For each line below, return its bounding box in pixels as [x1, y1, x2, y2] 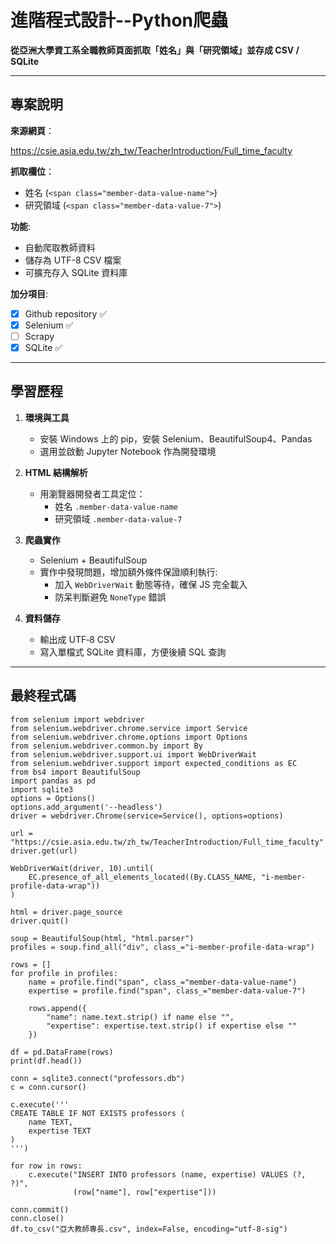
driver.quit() [10, 916, 70, 926]
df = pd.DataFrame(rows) [10, 1047, 114, 1057]
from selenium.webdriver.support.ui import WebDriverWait [10, 749, 257, 760]
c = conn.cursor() [10, 1082, 87, 1092]
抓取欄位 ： [10, 165, 55, 177]
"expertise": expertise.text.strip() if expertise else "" [46, 1021, 298, 1031]
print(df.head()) [10, 1056, 83, 1066]
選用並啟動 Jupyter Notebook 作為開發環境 [39, 445, 217, 457]
